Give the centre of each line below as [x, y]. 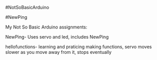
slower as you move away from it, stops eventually [58, 52]
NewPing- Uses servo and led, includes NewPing [57, 37]
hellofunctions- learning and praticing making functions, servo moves [78, 47]
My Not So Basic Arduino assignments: [47, 27]
